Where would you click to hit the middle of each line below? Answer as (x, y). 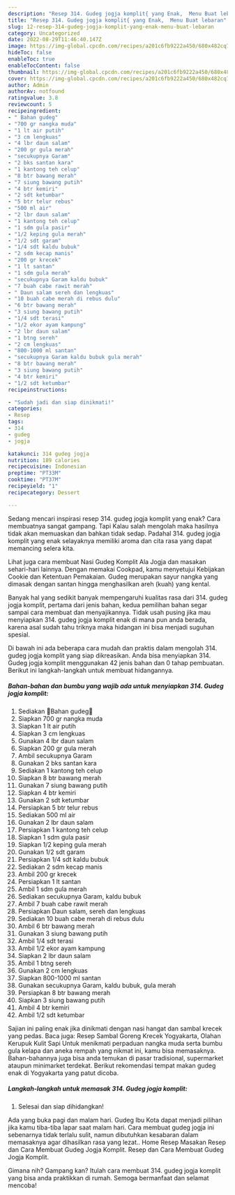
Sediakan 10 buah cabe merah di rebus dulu (81, 918)
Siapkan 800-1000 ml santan (60, 977)
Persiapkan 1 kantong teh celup (63, 830)
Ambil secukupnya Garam (55, 755)
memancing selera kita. (41, 548)
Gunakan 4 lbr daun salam (56, 740)
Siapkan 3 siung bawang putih (61, 1000)
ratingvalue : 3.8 (33, 98)
